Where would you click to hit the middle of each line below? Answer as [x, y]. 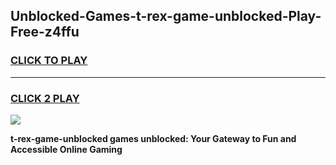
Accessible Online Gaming [66, 149]
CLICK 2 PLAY [45, 98]
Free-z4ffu [45, 32]
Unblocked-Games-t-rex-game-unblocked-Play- [166, 16]
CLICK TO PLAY [49, 61]
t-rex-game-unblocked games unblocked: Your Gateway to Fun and [153, 138]
